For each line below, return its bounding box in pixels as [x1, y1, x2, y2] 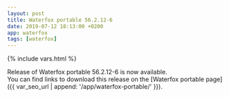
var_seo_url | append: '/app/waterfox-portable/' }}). [16, 83, 163, 91]
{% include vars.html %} [7, 54, 77, 63]
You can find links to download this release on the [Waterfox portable [7, 75, 205, 83]
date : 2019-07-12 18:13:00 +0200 [7, 23, 104, 30]
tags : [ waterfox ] [7, 36, 57, 43]
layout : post [7, 10, 45, 17]
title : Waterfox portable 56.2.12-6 [7, 17, 113, 23]
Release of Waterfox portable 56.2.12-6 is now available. [7, 68, 167, 76]
